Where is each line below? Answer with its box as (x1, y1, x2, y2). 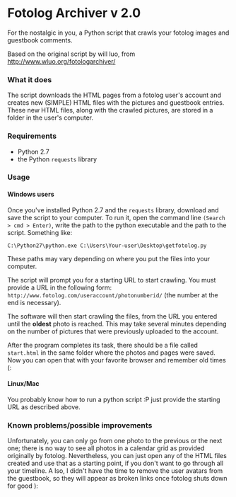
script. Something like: (7, 228, 73, 236)
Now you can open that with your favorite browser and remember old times (7, 355, 226, 364)
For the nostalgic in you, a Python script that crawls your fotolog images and (7, 28, 230, 37)
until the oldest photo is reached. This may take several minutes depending (7, 319, 228, 328)
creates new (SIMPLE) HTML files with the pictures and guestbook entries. (7, 98, 225, 107)
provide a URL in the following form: (7, 283, 112, 292)
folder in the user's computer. (7, 113, 94, 122)
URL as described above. (7, 402, 81, 411)
